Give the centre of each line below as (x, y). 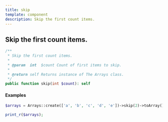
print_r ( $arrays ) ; (24, 115)
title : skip (17, 10)
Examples (16, 95)
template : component (27, 15)
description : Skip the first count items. (50, 19)
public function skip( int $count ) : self (48, 84)
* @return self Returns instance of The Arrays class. (65, 74)
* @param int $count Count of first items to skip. (64, 65)
